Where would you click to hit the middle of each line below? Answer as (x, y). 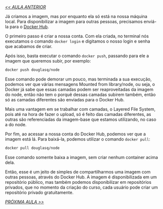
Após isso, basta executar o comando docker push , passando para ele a (77, 56)
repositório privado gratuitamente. (39, 192)
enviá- (150, 22)
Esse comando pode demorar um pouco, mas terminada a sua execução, (78, 79)
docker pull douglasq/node (32, 148)
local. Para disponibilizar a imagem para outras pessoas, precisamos (74, 22)
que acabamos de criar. (29, 46)
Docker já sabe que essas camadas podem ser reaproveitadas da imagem (79, 89)
